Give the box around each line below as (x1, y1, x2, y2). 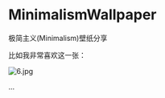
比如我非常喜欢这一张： (8, 50, 86, 59)
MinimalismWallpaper (8, 6, 157, 24)
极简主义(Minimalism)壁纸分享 (8, 33, 108, 43)
